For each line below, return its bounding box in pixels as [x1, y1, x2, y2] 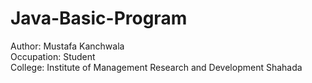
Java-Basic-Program [10, 7, 188, 30]
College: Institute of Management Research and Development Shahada [10, 61, 303, 73]
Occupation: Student [10, 50, 96, 62]
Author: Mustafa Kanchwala [10, 40, 125, 52]
